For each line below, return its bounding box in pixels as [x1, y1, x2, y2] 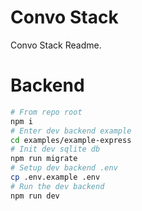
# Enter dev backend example [10, 126, 132, 136]
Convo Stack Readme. [10, 39, 102, 51]
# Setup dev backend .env [10, 163, 118, 173]
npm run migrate [10, 154, 78, 164]
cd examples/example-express [10, 135, 132, 145]
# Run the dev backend [10, 181, 105, 191]
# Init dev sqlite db [10, 144, 101, 155]
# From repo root [10, 107, 83, 117]
